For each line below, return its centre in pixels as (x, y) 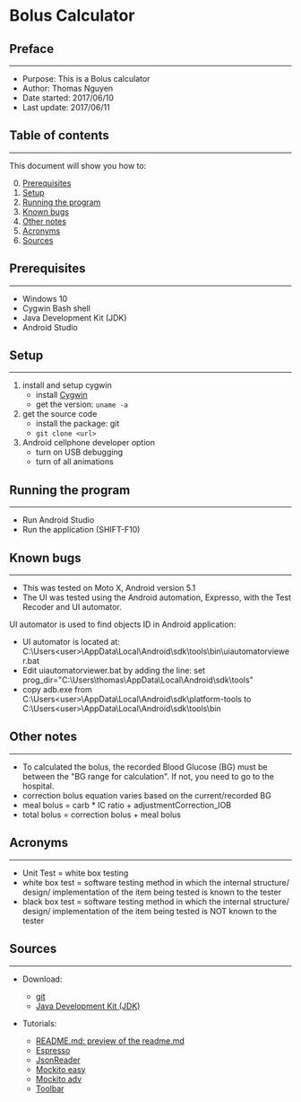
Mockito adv (59, 1079)
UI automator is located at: (71, 642)
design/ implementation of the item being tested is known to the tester (152, 892)
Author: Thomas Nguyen (68, 88)
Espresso (53, 1050)
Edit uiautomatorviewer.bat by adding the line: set (114, 671)
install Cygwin (61, 395)
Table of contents (59, 136)
